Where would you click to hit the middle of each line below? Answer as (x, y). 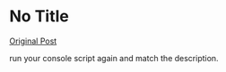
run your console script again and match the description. (114, 58)
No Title (39, 16)
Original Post (33, 41)
